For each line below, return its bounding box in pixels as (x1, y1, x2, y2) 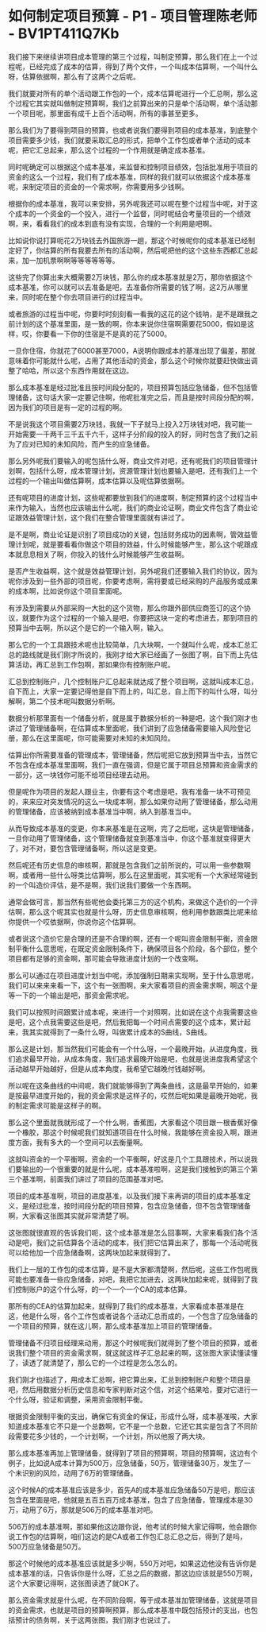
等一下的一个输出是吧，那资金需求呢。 (8, 990, 133, 1000)
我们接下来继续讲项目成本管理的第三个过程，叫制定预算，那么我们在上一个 (8, 52, 251, 61)
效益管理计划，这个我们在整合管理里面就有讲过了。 (21, 512, 188, 522)
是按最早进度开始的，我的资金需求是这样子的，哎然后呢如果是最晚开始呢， (8, 1090, 251, 1100)
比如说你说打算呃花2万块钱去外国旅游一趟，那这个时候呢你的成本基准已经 (8, 235, 249, 245)
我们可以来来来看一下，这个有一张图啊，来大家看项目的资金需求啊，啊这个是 (8, 980, 258, 990)
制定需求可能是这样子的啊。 (14, 1100, 105, 1110)
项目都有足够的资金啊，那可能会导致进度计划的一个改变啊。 (8, 953, 203, 963)
